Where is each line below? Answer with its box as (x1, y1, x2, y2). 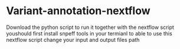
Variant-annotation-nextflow (6, 4, 150, 18)
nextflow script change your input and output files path (6, 36, 140, 43)
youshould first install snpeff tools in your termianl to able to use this (6, 30, 172, 37)
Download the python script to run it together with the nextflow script (6, 24, 174, 31)
